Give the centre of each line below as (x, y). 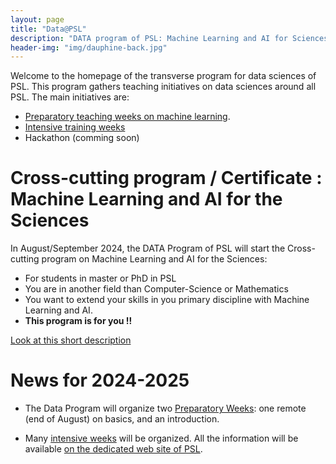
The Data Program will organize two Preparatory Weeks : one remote (165, 408)
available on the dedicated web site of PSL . (113, 449)
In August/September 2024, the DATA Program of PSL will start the (148, 248)
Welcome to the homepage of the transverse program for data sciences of (163, 76)
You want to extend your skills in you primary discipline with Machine (167, 300)
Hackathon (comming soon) (82, 138)
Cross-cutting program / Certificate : (166, 178)
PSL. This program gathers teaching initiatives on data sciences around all (163, 87)
